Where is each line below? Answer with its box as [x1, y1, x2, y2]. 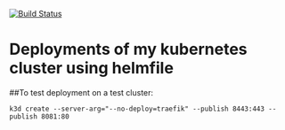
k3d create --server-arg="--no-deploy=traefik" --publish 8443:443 [9, 104, 265, 113]
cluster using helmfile [9, 58, 174, 79]
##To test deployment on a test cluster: [9, 87, 154, 97]
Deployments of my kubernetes [9, 40, 248, 59]
